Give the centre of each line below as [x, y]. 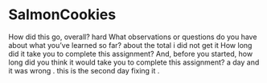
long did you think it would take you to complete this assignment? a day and [134, 62]
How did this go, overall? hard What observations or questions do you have [133, 37]
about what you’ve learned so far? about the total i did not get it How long [130, 45]
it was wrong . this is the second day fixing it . [84, 70]
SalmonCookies [62, 15]
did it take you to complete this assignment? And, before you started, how [131, 53]
